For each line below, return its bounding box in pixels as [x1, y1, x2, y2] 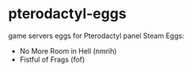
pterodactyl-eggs [8, 5, 126, 23]
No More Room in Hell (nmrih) [19, 46, 117, 55]
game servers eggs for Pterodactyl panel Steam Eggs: [8, 31, 184, 40]
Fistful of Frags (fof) [19, 55, 85, 64]
